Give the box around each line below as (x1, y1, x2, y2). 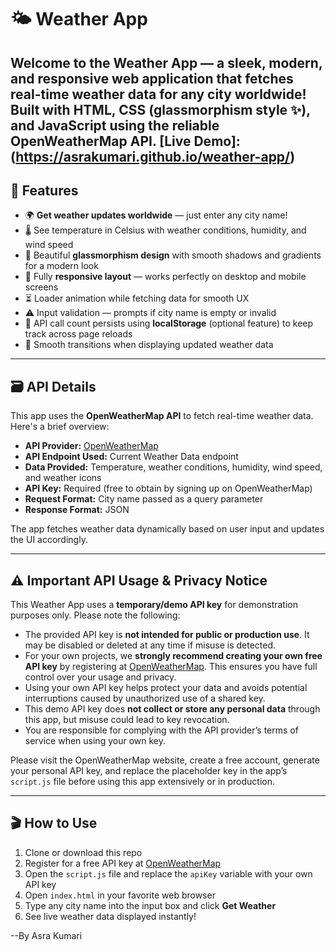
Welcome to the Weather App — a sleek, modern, (10, 54, 323, 71)
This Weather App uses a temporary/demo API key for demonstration (10, 599, 299, 611)
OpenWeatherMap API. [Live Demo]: (10, 132, 241, 150)
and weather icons (24, 472, 102, 484)
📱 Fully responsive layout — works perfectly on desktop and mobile (24, 271, 307, 283)
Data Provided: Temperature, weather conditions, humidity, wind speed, (24, 461, 323, 473)
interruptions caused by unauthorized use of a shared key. (24, 692, 266, 705)
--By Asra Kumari (10, 929, 83, 941)
